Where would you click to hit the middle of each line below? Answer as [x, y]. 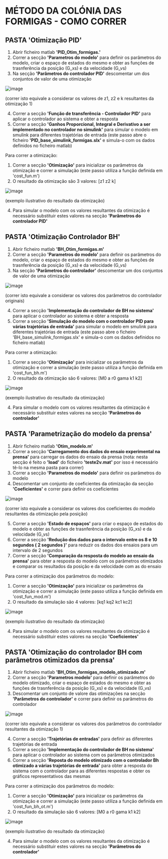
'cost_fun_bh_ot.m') [33, 807]
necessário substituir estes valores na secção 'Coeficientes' [75, 636]
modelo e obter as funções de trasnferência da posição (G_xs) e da [82, 529]
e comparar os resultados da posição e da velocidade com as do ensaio [87, 566]
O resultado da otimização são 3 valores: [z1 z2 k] [64, 181]
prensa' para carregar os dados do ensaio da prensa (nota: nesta [80, 457]
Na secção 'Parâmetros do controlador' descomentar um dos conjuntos [88, 270]
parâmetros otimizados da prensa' [60, 660]
